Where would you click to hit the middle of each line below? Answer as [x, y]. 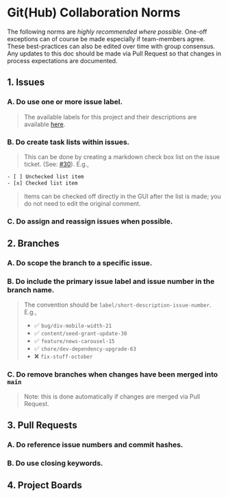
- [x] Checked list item [42, 183]
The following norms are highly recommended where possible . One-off [107, 32]
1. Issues [26, 83]
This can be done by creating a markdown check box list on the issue [122, 156]
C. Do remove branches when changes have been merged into [113, 375]
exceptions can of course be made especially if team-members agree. [106, 38]
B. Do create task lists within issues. [68, 142]
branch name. [31, 289]
